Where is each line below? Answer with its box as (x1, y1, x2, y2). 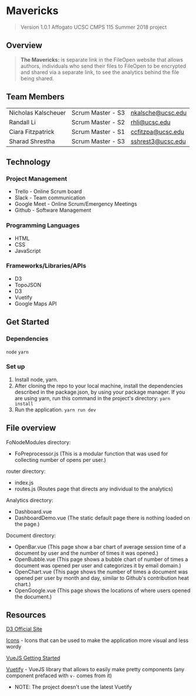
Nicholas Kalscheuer (9, 109, 66, 117)
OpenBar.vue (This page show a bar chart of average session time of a (14, 543, 186, 550)
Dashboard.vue (14, 508, 52, 515)
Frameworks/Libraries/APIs (6, 262, 86, 270)
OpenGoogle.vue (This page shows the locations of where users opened (14, 587, 191, 594)
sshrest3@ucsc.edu (130, 137, 186, 145)
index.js (14, 479, 34, 486)
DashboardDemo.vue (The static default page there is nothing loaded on (14, 514, 191, 521)
